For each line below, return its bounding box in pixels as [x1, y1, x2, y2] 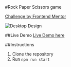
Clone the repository [12, 51, 53, 57]
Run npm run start [12, 56, 50, 62]
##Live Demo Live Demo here [5, 33, 65, 38]
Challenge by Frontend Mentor [5, 14, 67, 19]
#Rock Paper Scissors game [5, 4, 62, 10]
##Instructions [5, 42, 35, 48]
